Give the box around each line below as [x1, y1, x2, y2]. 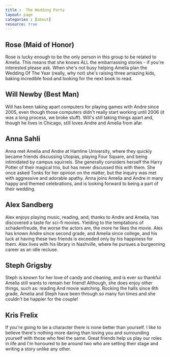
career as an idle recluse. [5, 246, 59, 252]
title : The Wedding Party [5, 7, 65, 13]
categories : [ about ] [5, 17, 51, 22]
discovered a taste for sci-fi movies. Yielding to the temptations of [5, 219, 144, 225]
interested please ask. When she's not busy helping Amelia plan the [5, 64, 148, 71]
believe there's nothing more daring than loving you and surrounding [5, 330, 149, 336]
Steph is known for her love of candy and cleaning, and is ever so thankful [5, 275, 161, 281]
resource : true [5, 21, 38, 27]
